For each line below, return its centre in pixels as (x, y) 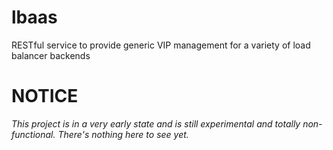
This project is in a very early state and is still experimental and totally (156, 123)
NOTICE (45, 96)
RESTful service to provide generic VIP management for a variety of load (161, 45)
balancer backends (51, 55)
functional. (33, 134)
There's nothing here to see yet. (123, 134)
